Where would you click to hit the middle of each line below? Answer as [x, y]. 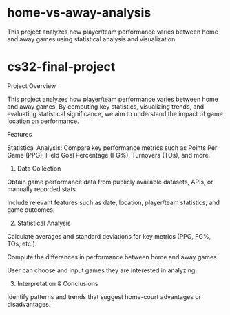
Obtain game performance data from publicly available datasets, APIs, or [110, 182]
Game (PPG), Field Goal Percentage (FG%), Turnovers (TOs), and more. [109, 155]
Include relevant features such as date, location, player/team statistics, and [114, 202]
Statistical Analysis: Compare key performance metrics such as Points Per [112, 148]
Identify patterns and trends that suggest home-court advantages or [104, 296]
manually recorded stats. [42, 189]
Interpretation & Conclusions [57, 283]
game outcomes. [31, 209]
